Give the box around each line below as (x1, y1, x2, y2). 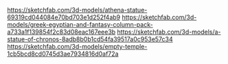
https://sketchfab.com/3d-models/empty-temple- (7, 43, 148, 50)
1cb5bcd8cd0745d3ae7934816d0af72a (7, 50, 119, 58)
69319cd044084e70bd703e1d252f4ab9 (7, 13, 121, 21)
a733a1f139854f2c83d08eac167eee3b (7, 28, 116, 36)
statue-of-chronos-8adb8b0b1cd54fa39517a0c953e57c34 (7, 35, 173, 43)
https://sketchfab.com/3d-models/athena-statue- (7, 6, 148, 14)
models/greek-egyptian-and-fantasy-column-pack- (7, 21, 153, 28)
